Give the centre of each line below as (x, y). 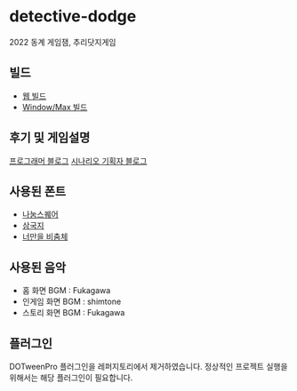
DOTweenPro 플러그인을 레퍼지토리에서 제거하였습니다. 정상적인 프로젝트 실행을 (148, 367)
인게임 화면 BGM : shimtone (72, 302)
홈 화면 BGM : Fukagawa (66, 291)
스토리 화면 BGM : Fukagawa (73, 313)
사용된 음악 (38, 267)
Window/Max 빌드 (55, 107)
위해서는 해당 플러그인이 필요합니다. (71, 378)
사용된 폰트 (38, 192)
